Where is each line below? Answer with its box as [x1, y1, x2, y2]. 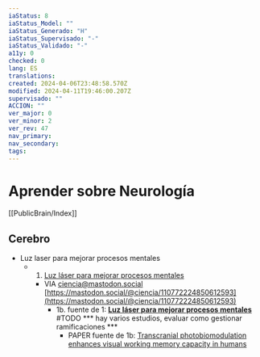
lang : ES [8, 65, 38, 73]
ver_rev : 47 [8, 124, 48, 132]
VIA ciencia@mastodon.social [43, 279, 143, 289]
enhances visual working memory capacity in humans [68, 339, 247, 349]
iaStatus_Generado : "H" [8, 27, 89, 35]
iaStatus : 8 [8, 11, 48, 20]
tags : [8, 147, 27, 155]
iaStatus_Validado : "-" [8, 42, 89, 50]
